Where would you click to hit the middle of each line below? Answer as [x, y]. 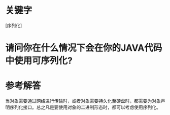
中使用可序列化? [39, 61]
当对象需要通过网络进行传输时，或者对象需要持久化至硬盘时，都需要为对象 [83, 101]
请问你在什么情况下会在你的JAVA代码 [84, 48]
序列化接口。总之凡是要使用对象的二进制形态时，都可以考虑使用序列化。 [85, 107]
